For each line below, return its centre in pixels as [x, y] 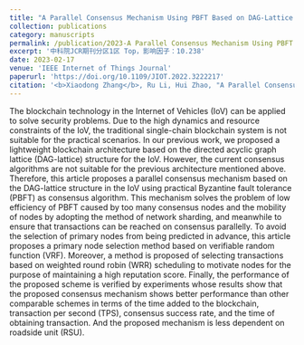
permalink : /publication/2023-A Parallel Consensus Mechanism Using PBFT [152, 43]
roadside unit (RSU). [47, 332]
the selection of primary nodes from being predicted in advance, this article [150, 235]
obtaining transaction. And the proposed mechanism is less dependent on [147, 322]
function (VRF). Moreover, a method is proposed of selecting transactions [147, 255]
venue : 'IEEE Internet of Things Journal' [90, 69]
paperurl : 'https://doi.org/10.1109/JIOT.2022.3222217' [117, 77]
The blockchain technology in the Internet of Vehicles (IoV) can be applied [148, 110]
